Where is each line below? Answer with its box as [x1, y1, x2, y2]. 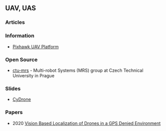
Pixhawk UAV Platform [12, 43, 59, 49]
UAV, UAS [5, 4, 36, 12]
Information [5, 32, 34, 39]
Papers [5, 109, 23, 116]
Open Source [5, 56, 38, 63]
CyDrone [12, 97, 31, 103]
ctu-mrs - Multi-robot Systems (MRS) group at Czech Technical [12, 67, 143, 73]
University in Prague [12, 72, 55, 79]
